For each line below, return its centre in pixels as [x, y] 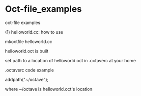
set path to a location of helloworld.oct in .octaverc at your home [70, 60]
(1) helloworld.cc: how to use [34, 32]
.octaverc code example [29, 70]
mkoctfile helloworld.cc [29, 41]
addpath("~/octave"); [27, 79]
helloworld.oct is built [27, 51]
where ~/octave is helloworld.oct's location [49, 89]
